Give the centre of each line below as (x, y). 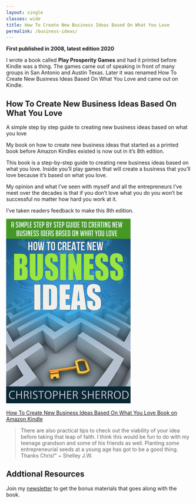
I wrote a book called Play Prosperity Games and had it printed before (92, 60)
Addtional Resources (45, 474)
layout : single (25, 12)
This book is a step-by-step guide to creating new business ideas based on (97, 163)
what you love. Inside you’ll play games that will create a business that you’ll (98, 169)
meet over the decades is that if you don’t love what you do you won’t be (94, 193)
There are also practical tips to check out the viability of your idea (100, 430)
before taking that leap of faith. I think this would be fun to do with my (105, 437)
